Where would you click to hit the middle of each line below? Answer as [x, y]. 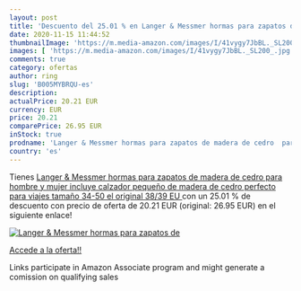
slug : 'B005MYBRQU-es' [52, 84]
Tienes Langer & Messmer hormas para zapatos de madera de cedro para [146, 177]
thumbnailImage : [39, 43]
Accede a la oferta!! [46, 250]
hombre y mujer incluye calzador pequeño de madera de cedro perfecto [142, 186]
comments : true [38, 59]
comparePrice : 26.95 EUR [56, 127]
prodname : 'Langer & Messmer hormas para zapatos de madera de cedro [142, 143]
